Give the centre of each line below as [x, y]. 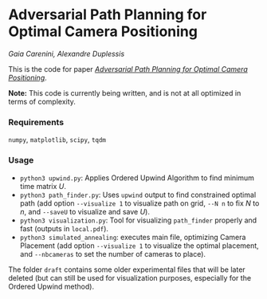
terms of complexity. [42, 101]
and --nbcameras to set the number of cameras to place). [112, 254]
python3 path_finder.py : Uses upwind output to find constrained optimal [138, 195]
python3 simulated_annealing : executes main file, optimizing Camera [133, 237]
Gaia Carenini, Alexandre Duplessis [67, 53]
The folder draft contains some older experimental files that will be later [127, 269]
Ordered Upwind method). [51, 286]
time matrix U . [43, 186]
